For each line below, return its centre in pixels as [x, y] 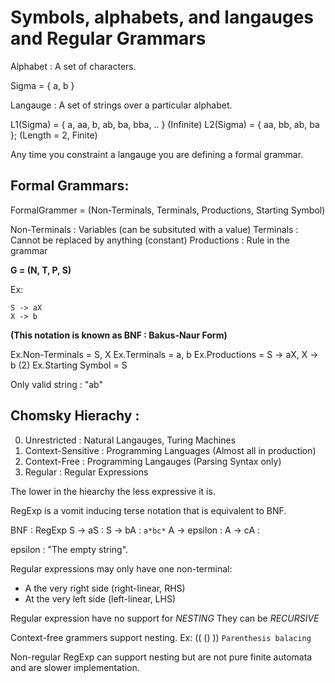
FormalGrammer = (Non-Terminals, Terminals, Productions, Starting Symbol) [168, 210]
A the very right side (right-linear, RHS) [105, 588]
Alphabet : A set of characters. [73, 66]
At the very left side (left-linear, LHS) [100, 598]
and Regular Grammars [108, 38]
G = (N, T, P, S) [41, 270]
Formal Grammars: [70, 186]
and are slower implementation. [75, 667]
